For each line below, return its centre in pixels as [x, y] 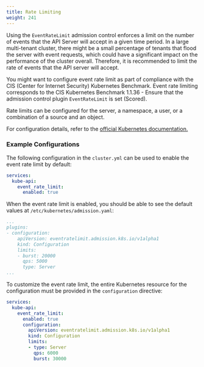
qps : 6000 [46, 353]
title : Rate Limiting [34, 12]
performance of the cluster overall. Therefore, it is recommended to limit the [102, 61]
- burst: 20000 [37, 256]
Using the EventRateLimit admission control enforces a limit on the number [100, 35]
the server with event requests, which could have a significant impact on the [102, 54]
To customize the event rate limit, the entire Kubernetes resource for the [97, 285]
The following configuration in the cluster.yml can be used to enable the [98, 158]
